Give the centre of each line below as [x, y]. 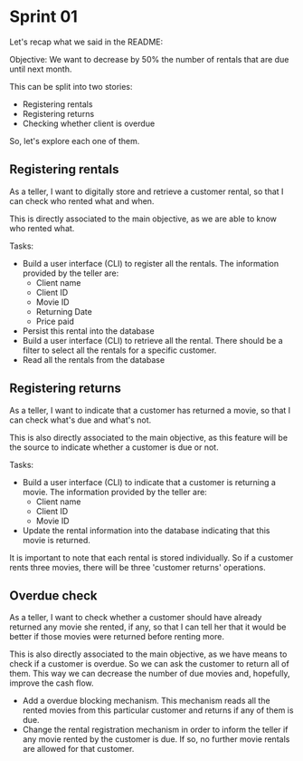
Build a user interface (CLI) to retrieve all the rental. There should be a [152, 340]
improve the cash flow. [52, 683]
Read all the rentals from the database [94, 359]
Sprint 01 [44, 17]
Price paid [55, 321]
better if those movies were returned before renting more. [117, 637]
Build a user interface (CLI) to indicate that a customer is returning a [149, 482]
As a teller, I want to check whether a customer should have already [136, 618]
